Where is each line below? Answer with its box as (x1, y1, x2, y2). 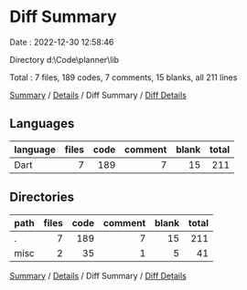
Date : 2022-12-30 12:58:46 (9, 36, 114, 47)
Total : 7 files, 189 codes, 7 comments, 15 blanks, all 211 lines (9, 71, 238, 83)
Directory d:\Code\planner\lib (9, 54, 120, 65)
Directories (9, 190, 75, 205)
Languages (9, 116, 75, 131)
